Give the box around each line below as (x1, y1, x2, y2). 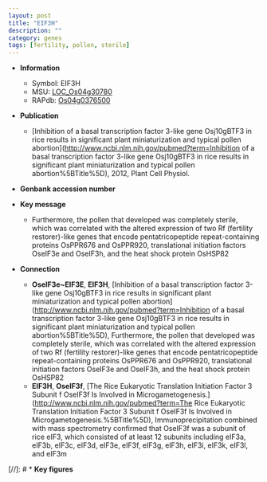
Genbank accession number (19, 184, 116, 194)
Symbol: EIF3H (31, 79, 81, 88)
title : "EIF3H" (8, 19, 59, 27)
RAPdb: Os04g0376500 (31, 96, 111, 105)
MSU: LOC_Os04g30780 (31, 87, 113, 96)
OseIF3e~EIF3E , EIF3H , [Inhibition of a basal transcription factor (31, 280, 244, 289)
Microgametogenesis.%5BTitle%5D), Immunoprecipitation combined (31, 415, 257, 425)
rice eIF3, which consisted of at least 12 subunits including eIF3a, (31, 432, 246, 442)
